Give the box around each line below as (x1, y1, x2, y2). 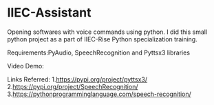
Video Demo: (7, 61, 45, 70)
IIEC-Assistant (7, 5, 92, 21)
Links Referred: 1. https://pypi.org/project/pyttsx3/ (7, 75, 148, 84)
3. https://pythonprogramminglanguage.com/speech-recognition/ (7, 90, 191, 98)
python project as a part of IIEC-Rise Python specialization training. (7, 35, 197, 43)
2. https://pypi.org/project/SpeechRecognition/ (7, 82, 138, 90)
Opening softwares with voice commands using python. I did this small (7, 28, 208, 36)
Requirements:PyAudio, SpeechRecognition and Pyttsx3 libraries (7, 48, 191, 57)
